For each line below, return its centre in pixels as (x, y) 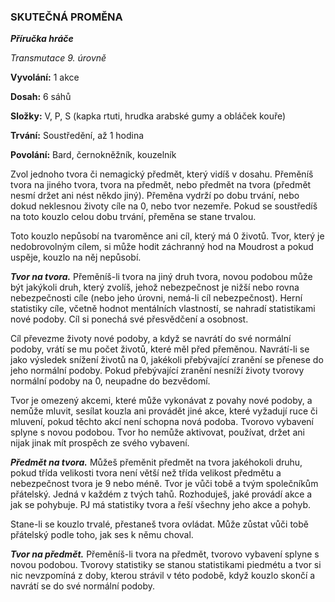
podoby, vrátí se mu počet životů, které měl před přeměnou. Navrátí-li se (160, 349)
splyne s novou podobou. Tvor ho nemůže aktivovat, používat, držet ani (157, 432)
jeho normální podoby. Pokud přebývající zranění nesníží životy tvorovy (157, 371)
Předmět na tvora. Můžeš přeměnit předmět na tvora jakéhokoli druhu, (156, 462)
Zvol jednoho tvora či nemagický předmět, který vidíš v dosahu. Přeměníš (162, 174)
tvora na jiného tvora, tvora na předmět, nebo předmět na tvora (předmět (161, 185)
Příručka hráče (42, 39)
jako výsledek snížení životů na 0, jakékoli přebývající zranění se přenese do (167, 360)
